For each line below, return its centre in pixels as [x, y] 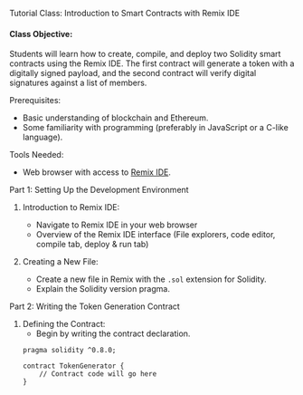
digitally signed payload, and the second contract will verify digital [133, 73]
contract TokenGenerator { [73, 366]
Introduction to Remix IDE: [71, 207]
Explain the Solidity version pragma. [103, 289]
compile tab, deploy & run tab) [92, 245]
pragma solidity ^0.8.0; [69, 351]
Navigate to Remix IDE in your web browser [117, 225]
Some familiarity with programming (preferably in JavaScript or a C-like [156, 128]
